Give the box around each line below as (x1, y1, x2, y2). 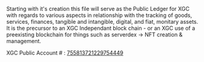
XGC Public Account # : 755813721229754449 (6, 49, 124, 57)
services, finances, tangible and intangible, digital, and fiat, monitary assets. (6, 18, 198, 25)
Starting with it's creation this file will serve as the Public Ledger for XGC (6, 5, 190, 12)
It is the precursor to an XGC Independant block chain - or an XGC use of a (6, 24, 195, 32)
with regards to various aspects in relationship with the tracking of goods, (6, 12, 192, 19)
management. (6, 38, 42, 44)
